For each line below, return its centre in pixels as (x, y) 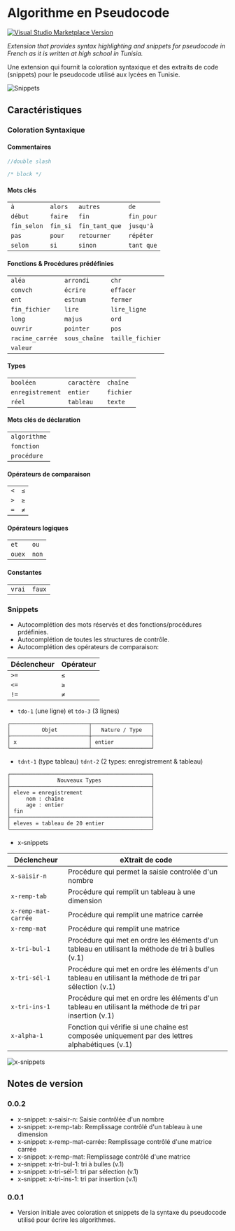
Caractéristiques (45, 110)
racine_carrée (34, 338)
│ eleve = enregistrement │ (81, 792)
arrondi (77, 280)
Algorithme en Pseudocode (88, 13)
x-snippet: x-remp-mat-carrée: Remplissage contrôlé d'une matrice (114, 1141)
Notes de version (45, 1084)
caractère (84, 382)
